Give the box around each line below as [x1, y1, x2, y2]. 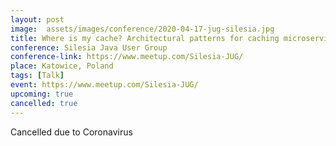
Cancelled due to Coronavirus [10, 126, 133, 138]
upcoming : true [10, 89, 74, 99]
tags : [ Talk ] [10, 71, 65, 81]
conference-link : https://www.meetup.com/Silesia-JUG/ [10, 52, 244, 62]
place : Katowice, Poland [10, 61, 114, 71]
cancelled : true [10, 98, 78, 108]
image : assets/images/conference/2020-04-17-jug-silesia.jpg [10, 24, 275, 34]
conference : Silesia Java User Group [10, 42, 168, 53]
